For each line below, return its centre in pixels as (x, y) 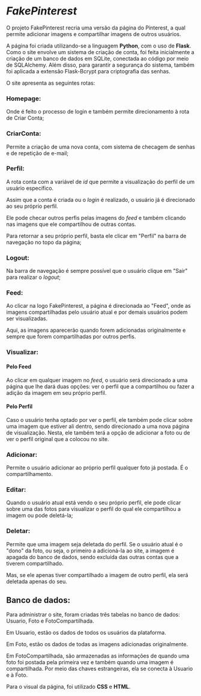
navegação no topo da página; (44, 242)
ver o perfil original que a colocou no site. (58, 439)
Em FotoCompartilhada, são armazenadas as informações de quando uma (98, 656)
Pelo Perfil (19, 406)
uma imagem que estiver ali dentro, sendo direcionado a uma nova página (98, 426)
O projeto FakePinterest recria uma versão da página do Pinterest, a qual (96, 28)
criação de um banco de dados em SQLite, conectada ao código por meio (97, 58)
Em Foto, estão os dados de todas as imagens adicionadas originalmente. (97, 644)
